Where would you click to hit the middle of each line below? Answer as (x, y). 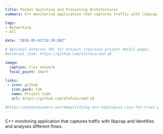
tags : (10, 23)
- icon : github (22, 85)
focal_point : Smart (29, 72)
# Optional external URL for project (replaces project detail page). (78, 50)
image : (12, 63)
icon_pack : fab (27, 90)
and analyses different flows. (34, 126)
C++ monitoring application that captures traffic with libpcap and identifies (80, 121)
